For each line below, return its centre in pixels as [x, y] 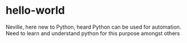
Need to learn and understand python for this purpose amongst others [93, 33]
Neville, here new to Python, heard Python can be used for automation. [93, 27]
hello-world [35, 10]
